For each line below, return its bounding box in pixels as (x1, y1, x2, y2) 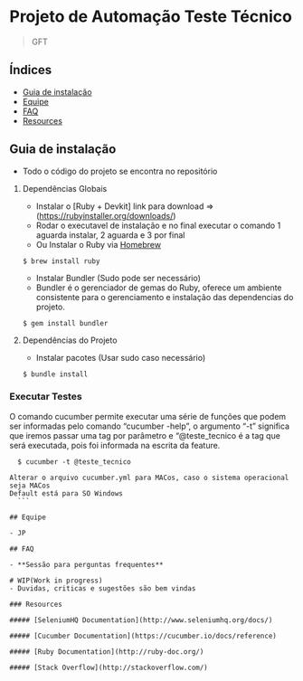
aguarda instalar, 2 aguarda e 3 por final (35, 229, 185, 241)
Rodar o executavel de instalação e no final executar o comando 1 (35, 220, 281, 231)
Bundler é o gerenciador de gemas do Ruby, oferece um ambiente (35, 282, 282, 293)
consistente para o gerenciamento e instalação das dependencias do (35, 291, 294, 302)
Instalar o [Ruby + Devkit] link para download (35, 201, 204, 212)
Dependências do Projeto (22, 335, 118, 345)
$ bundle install (22, 369, 89, 379)
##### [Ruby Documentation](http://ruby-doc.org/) (9, 647, 204, 657)
